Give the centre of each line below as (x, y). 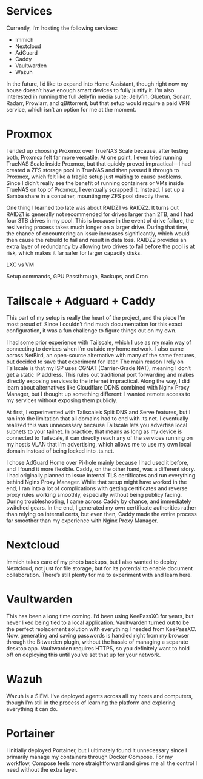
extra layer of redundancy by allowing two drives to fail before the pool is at (101, 246)
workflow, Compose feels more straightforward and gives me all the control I (102, 763)
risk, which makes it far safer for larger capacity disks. (74, 252)
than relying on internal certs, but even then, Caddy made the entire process (101, 514)
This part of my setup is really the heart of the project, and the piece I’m (96, 317)
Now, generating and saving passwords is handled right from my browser (98, 635)
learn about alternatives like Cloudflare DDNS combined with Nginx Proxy (98, 387)
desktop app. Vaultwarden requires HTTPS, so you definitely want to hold (98, 648)
